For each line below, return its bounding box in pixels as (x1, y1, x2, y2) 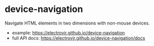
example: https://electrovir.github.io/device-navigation (12, 29, 125, 35)
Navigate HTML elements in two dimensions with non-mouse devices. (5, 20, 150, 26)
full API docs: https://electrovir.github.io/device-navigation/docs (12, 35, 145, 41)
